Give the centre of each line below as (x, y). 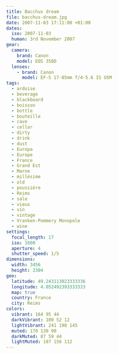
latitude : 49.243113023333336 (48, 281)
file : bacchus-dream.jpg (37, 17)
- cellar (22, 127)
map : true (23, 292)
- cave (19, 122)
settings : (18, 231)
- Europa (22, 149)
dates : (14, 28)
